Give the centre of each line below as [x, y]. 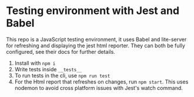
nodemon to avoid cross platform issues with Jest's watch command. [99, 88]
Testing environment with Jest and [93, 11]
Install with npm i [35, 63]
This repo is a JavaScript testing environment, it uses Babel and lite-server [96, 39]
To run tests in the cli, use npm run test [62, 75]
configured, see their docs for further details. [61, 51]
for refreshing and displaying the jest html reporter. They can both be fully [96, 46]
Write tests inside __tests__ [48, 69]
